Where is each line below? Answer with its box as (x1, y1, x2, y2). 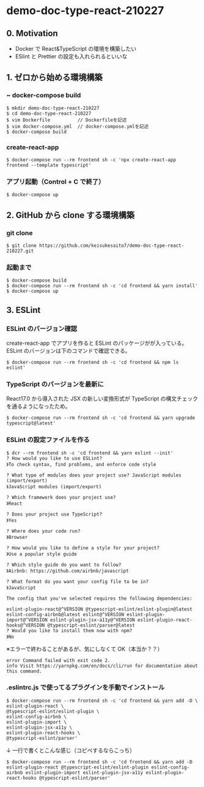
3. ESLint (6, 304, 41, 315)
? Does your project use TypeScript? (6, 511, 103, 518)
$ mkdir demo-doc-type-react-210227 (6, 105, 100, 111)
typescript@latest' (6, 420, 56, 426)
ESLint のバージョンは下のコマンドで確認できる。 (6, 347, 131, 354)
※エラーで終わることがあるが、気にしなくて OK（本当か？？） (6, 645, 163, 652)
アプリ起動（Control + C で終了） (6, 177, 105, 186)
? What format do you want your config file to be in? (6, 578, 149, 585)
